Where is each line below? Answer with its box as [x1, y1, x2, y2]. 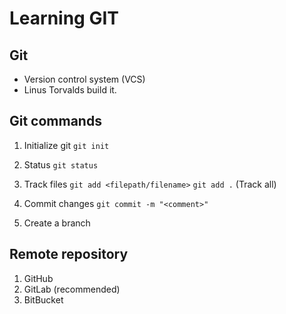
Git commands [9, 113, 102, 130]
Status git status [23, 158, 99, 171]
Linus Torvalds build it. [23, 84, 117, 96]
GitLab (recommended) [23, 283, 121, 295]
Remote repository [9, 246, 129, 263]
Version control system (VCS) [23, 73, 146, 85]
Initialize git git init [23, 139, 110, 151]
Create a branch [23, 217, 91, 229]
